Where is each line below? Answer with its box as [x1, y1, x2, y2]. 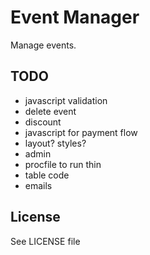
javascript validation [24, 94, 108, 106]
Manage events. [10, 39, 77, 51]
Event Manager [10, 6, 140, 29]
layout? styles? [24, 137, 87, 149]
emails [24, 179, 53, 191]
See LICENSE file [10, 235, 81, 247]
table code [24, 169, 70, 181]
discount [24, 116, 62, 128]
